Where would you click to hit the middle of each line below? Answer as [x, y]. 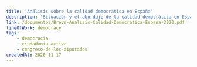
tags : [13, 33]
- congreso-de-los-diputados [52, 50]
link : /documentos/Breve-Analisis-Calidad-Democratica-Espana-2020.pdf [95, 22]
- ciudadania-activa [42, 44]
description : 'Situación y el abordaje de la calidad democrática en [93, 17]
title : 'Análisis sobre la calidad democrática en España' [80, 11]
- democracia [33, 38]
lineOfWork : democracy [34, 28]
